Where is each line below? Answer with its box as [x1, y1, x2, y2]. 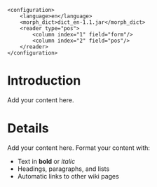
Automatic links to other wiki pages [17, 172, 119, 180]
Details [7, 120, 49, 137]
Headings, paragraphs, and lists [17, 165, 110, 173]
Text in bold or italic [17, 157, 76, 165]
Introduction [7, 73, 81, 89]
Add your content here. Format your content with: [7, 144, 151, 152]
